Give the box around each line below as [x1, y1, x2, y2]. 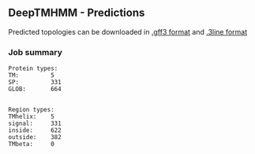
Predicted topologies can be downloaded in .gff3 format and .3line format [8, 27, 248, 36]
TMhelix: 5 [8, 113, 55, 121]
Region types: [8, 106, 55, 114]
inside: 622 [8, 126, 62, 134]
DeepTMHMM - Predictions [8, 6, 145, 20]
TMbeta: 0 [8, 141, 55, 148]
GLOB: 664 [8, 86, 62, 93]
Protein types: [8, 64, 58, 73]
